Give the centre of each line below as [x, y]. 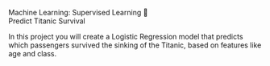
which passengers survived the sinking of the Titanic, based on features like [135, 45]
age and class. [33, 54]
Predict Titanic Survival [47, 21]
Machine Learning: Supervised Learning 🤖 [78, 12]
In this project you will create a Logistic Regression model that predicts [126, 37]
